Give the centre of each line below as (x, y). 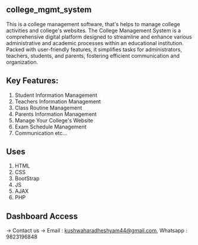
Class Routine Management (48, 108)
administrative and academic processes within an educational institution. (95, 43)
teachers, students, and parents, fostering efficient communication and (93, 55)
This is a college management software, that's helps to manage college (93, 24)
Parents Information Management (55, 114)
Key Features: (32, 81)
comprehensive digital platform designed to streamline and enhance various (99, 37)
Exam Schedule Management (51, 127)
